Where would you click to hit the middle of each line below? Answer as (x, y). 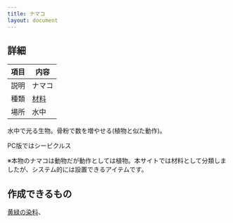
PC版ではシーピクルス (39, 146)
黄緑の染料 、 (26, 212)
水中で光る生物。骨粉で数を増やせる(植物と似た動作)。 (87, 131)
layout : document (33, 20)
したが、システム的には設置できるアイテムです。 (77, 170)
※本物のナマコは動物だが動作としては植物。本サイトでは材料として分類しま (117, 161)
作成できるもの (40, 194)
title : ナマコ (26, 14)
